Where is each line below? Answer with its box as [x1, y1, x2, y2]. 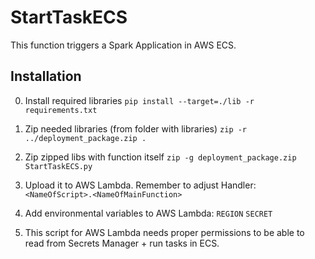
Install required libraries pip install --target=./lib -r [24, 94, 255, 106]
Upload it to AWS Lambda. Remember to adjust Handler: [24, 179, 257, 191]
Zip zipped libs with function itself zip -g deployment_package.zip [24, 151, 297, 163]
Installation [10, 68, 82, 85]
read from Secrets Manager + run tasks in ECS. [24, 237, 220, 249]
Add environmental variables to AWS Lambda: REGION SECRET [24, 207, 273, 219]
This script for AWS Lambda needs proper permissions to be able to [24, 226, 305, 238]
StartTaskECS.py [24, 161, 93, 171]
